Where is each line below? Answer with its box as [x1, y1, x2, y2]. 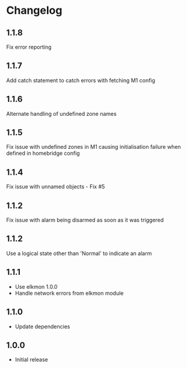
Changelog [6, 4, 63, 17]
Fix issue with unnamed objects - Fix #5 [6, 183, 105, 190]
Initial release [14, 356, 48, 363]
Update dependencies [14, 322, 70, 330]
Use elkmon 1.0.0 [14, 283, 58, 290]
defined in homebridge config [6, 149, 80, 157]
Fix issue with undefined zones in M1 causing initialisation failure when [6, 143, 182, 151]
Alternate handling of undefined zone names [6, 110, 117, 117]
